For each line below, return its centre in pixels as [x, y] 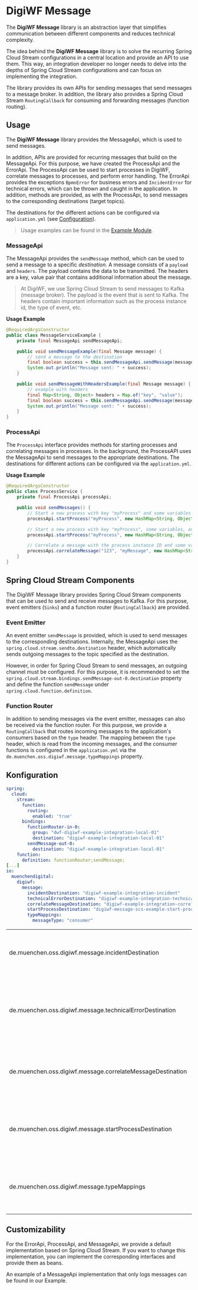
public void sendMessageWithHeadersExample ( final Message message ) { [104, 384]
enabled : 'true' [52, 816]
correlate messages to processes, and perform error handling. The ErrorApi [98, 176]
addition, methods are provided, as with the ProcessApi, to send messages [97, 195]
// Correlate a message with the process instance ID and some [106, 545]
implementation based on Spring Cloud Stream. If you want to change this [96, 1250]
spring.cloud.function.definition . [49, 691]
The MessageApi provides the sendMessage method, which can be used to [95, 259]
